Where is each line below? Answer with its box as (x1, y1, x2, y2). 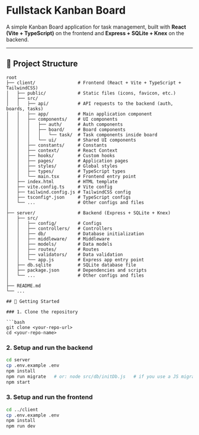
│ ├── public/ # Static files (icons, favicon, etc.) (6, 90, 176, 96)
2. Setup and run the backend (6, 343, 93, 352)
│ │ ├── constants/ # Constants (6, 142, 108, 148)
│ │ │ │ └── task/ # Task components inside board (6, 132, 158, 137)
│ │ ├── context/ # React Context (6, 147, 118, 154)
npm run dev (6, 423, 36, 429)
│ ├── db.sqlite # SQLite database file (6, 262, 136, 268)
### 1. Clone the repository (6, 309, 78, 315)
